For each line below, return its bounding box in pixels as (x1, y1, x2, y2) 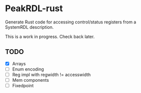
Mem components (12, 77, 49, 83)
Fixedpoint (12, 83, 34, 88)
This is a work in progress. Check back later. (5, 34, 95, 39)
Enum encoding (12, 66, 44, 72)
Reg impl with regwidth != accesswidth (12, 72, 91, 77)
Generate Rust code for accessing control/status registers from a (5, 19, 136, 25)
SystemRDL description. (5, 24, 54, 30)
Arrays (12, 60, 26, 66)
